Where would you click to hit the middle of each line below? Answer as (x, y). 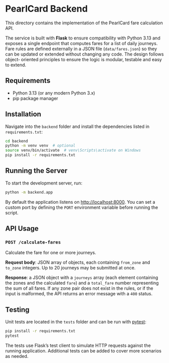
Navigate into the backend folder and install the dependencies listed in (77, 126)
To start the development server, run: (44, 183)
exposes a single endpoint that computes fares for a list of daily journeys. (81, 43)
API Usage (22, 229)
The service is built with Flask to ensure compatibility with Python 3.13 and (83, 38)
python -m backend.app (29, 192)
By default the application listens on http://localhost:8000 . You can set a (80, 202)
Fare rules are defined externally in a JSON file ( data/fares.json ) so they (81, 49)
